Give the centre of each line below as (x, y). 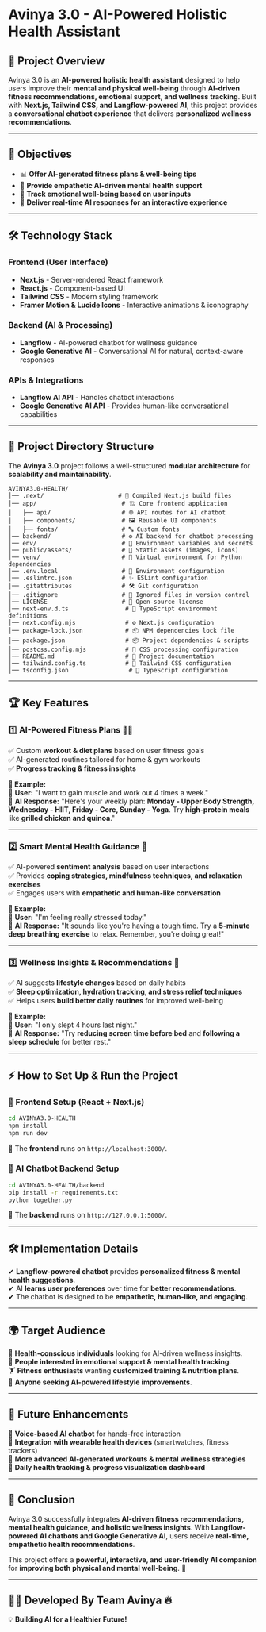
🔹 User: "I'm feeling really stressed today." (78, 917)
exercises (25, 884)
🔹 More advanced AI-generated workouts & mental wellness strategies (127, 1459)
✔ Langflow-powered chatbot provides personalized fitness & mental (124, 1272)
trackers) (23, 1450)
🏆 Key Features (48, 703)
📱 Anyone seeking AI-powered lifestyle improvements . (100, 1382)
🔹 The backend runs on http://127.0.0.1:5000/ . (88, 1215)
